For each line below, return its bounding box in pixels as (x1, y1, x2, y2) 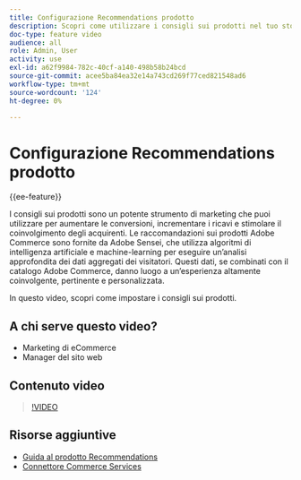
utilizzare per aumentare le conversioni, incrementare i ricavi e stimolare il (9, 219, 282, 229)
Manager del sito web (21, 352, 103, 363)
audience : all (9, 38, 63, 47)
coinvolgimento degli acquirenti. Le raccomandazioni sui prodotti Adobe (9, 227, 275, 238)
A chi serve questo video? (9, 319, 159, 334)
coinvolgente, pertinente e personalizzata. (9, 275, 165, 287)
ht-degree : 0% (9, 96, 63, 106)
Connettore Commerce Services (21, 460, 142, 471)
